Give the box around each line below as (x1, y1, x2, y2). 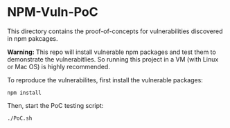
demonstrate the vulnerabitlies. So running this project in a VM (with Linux (7, 55, 219, 63)
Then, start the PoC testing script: (7, 101, 104, 109)
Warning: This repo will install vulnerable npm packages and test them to (7, 48, 216, 56)
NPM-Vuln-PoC (7, 4, 98, 20)
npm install (7, 89, 42, 96)
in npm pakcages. (7, 34, 58, 42)
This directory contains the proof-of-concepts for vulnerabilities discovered (7, 27, 223, 35)
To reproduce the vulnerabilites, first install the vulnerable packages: (7, 75, 203, 84)
